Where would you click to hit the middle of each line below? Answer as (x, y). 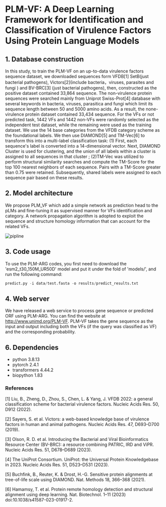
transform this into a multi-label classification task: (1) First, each (71, 141)
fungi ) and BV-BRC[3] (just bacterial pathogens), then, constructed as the (81, 88)
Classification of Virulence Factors (78, 30)
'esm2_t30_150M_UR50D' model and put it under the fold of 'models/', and (81, 269)
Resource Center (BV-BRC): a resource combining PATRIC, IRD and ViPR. (80, 445)
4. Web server (27, 298)
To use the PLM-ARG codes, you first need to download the (66, 263)
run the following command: (34, 274)
